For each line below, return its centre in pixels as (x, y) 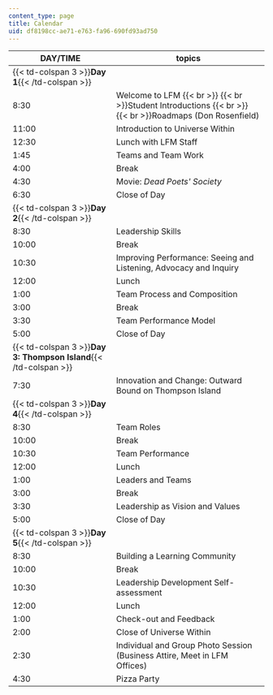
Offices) (132, 666)
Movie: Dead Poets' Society (169, 182)
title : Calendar (36, 24)
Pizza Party (138, 679)
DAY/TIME (61, 58)
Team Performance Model (166, 321)
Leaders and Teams (154, 480)
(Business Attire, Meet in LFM (173, 656)
